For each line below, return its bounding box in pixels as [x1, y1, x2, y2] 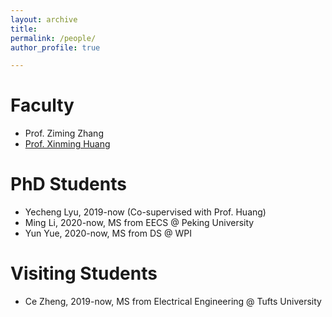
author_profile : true [10, 42, 101, 53]
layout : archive [10, 14, 78, 25]
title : [10, 24, 38, 34]
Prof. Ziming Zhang [24, 127, 104, 140]
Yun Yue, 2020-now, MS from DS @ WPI [24, 227, 192, 240]
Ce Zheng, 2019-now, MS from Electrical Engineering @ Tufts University [24, 296, 322, 308]
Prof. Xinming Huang [24, 138, 111, 150]
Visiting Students [10, 262, 158, 285]
